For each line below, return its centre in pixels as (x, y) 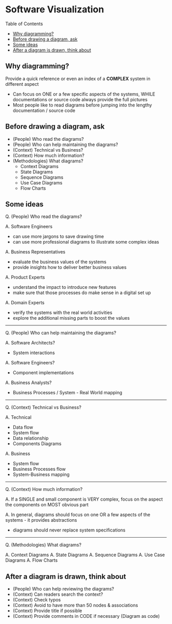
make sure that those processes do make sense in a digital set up (82, 293)
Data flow (23, 427)
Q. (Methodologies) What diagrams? (44, 545)
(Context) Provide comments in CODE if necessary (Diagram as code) (86, 616)
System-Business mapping (41, 474)
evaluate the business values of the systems (59, 262)
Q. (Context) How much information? (44, 489)
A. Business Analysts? (29, 383)
